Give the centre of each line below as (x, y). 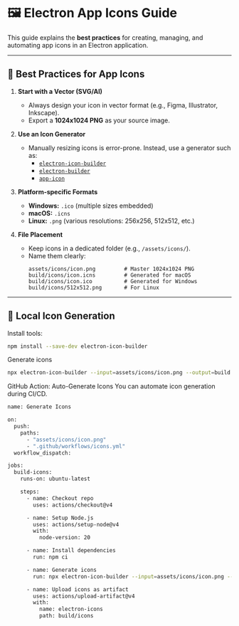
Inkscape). (44, 112)
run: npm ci (51, 557)
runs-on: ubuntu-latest (55, 479)
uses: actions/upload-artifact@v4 (84, 596)
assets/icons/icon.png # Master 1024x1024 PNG (111, 269)
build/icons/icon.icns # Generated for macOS (110, 275)
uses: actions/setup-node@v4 (76, 524)
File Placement (40, 234)
